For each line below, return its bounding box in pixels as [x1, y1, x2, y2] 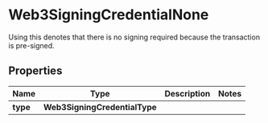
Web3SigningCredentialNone [8, 6, 209, 24]
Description [164, 88, 211, 99]
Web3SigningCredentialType [43, 101, 157, 113]
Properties [8, 64, 63, 78]
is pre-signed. [8, 40, 55, 50]
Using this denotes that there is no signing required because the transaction [8, 32, 260, 42]
